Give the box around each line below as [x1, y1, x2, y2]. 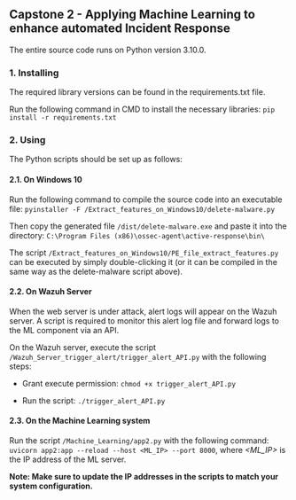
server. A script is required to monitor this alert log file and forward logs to [9, 315, 280, 326]
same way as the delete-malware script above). [9, 266, 183, 277]
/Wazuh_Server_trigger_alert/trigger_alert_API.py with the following [9, 351, 267, 362]
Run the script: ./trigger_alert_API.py [21, 395, 166, 406]
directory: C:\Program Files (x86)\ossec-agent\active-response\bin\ [9, 230, 266, 240]
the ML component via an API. [9, 324, 120, 335]
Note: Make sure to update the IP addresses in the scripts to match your [9, 472, 279, 482]
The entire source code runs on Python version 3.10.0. [9, 44, 206, 55]
